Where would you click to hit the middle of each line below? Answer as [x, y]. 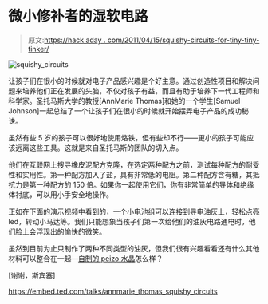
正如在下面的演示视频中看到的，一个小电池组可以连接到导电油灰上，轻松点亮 [134, 211]
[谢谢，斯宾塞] [32, 275]
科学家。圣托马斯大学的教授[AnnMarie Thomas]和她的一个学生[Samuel [124, 101]
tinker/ [38, 49]
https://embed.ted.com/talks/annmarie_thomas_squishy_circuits [113, 291]
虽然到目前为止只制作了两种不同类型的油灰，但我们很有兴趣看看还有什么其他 [134, 248]
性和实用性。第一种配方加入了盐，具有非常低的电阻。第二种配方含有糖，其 [130, 174]
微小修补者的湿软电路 [79, 16]
